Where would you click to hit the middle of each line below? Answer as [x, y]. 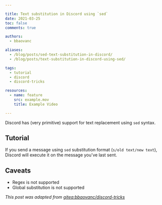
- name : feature [26, 95]
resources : [16, 91]
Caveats [18, 170]
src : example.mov [32, 100]
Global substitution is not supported [48, 188]
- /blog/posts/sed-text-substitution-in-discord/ [61, 55]
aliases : [14, 50]
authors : [14, 37]
